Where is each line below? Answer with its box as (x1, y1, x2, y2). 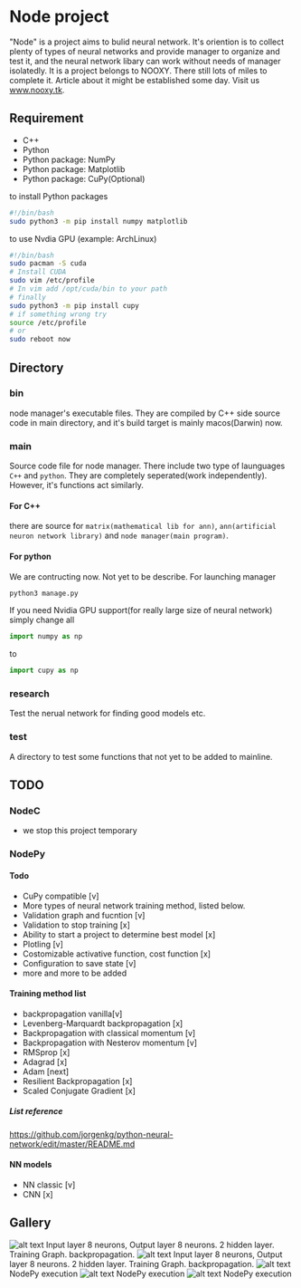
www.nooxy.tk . (9, 84, 65, 95)
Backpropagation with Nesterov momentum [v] (22, 1037, 197, 1048)
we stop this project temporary (22, 825, 137, 836)
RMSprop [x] (22, 1046, 71, 1057)
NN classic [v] (22, 1179, 76, 1190)
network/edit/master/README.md (9, 1139, 136, 1149)
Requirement (9, 111, 84, 126)
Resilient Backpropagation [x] (22, 1075, 133, 1086)
